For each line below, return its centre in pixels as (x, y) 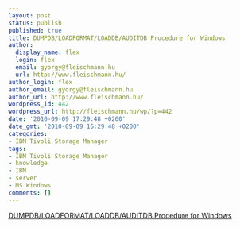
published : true (35, 30)
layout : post (30, 15)
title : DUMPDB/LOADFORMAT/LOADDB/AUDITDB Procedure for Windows (117, 38)
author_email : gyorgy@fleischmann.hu (71, 89)
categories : (28, 133)
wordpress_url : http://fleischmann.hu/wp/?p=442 (90, 112)
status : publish (35, 23)
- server (23, 178)
